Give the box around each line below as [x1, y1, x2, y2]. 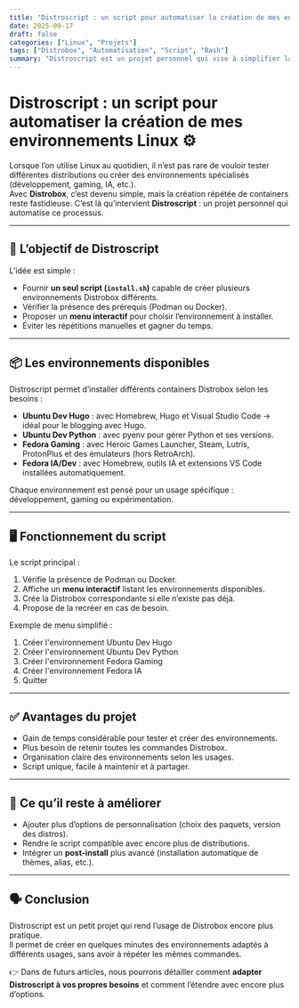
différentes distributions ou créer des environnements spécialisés [9, 169, 249, 180]
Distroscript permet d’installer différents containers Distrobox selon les [9, 384, 269, 394]
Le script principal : [9, 557, 80, 568]
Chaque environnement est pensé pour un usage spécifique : [9, 484, 234, 495]
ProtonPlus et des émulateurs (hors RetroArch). [21, 448, 196, 459]
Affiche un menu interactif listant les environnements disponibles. [21, 584, 265, 595]
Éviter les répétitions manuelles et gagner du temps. [21, 320, 214, 330]
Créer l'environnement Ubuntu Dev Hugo [21, 638, 173, 648]
